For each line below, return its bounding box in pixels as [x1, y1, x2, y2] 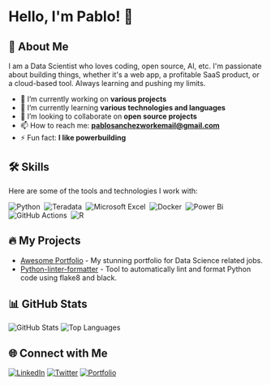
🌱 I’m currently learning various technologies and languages [19, 103, 226, 112]
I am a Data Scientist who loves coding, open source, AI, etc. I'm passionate [8, 61, 262, 71]
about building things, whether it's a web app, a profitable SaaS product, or [8, 70, 260, 80]
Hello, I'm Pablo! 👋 [8, 7, 134, 26]
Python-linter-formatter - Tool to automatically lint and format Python [19, 264, 252, 274]
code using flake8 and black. [19, 272, 118, 283]
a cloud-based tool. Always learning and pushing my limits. [8, 79, 206, 88]
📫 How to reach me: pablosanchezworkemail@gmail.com [19, 121, 221, 130]
